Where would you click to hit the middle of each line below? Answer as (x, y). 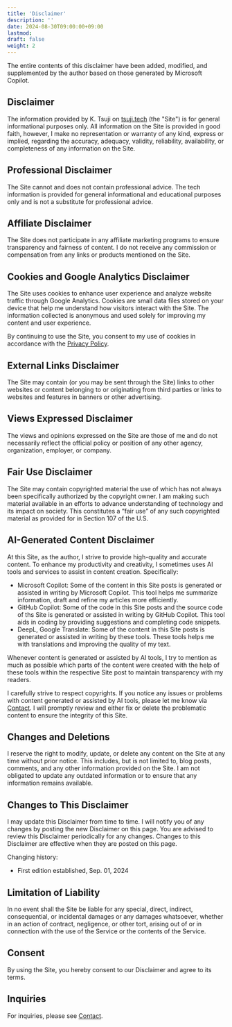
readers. (19, 679)
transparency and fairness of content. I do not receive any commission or (112, 248)
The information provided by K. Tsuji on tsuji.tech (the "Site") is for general (114, 119)
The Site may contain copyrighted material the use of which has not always (114, 489)
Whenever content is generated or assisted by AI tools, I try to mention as (112, 657)
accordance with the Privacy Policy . (58, 343)
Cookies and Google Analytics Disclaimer (98, 277)
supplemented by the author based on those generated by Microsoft (105, 73)
